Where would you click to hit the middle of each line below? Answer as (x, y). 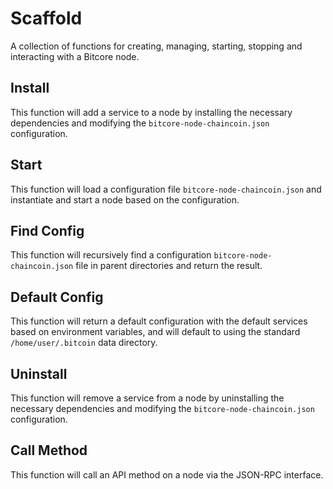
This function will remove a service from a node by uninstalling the (147, 398)
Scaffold (46, 18)
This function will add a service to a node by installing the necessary (151, 112)
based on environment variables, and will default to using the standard (155, 332)
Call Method (49, 450)
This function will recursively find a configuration (111, 255)
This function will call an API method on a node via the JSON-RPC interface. (167, 474)
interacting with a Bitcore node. (75, 56)
